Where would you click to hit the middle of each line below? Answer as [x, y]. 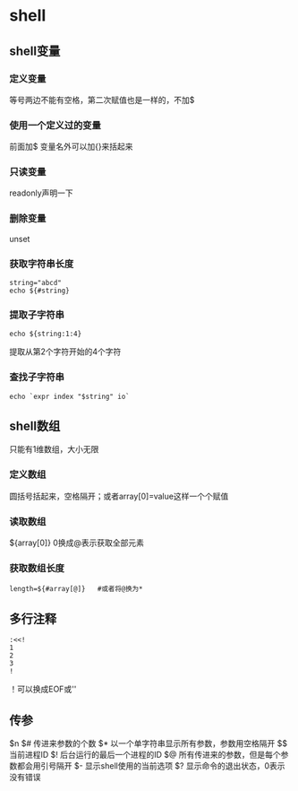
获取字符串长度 [42, 264]
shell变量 [35, 51]
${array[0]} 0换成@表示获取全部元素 [77, 543]
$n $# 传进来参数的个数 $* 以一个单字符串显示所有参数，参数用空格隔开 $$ [149, 743]
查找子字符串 [37, 378]
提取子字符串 [37, 315]
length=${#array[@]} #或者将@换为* [76, 589]
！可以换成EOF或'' [43, 689]
